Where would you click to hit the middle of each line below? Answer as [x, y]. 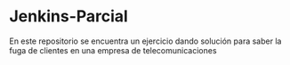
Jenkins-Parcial [69, 16]
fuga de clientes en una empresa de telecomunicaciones [113, 50]
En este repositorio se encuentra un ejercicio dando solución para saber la [145, 41]
